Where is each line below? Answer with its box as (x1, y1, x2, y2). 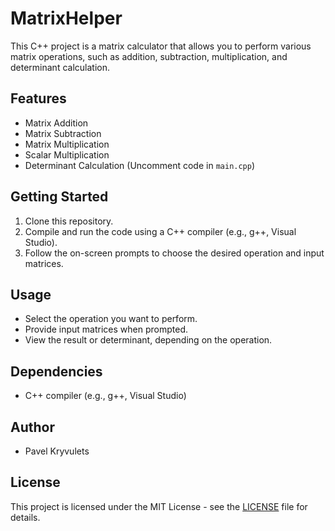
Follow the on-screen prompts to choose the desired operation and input (24, 247, 325, 259)
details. (10, 511, 41, 523)
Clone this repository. (24, 215, 114, 227)
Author (10, 418, 55, 436)
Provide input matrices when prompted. (24, 323, 189, 336)
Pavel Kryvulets (24, 445, 90, 457)
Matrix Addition (24, 117, 89, 129)
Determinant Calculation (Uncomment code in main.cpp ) (24, 159, 256, 171)
